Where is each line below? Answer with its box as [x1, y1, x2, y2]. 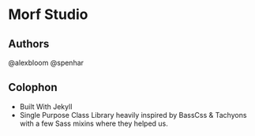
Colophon [8, 81, 58, 94]
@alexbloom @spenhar [8, 58, 84, 67]
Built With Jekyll [19, 101, 73, 111]
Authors [8, 37, 50, 51]
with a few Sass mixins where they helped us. [19, 119, 168, 128]
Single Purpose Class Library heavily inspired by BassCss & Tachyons [19, 110, 247, 119]
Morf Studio [8, 6, 88, 24]
